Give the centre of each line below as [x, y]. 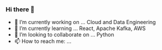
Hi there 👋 [20, 9]
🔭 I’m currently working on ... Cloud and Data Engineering [85, 22]
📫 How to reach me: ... [43, 41]
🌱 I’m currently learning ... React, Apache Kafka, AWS [80, 28]
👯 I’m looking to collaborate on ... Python [64, 35]
